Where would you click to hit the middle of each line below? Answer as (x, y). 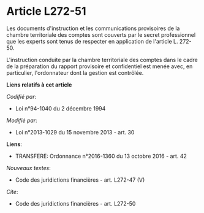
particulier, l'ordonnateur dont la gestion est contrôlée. (75, 72)
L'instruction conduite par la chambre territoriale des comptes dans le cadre (102, 60)
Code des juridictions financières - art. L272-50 (75, 203)
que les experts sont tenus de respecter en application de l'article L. (92, 41)
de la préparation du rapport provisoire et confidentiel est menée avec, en (100, 66)
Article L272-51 (47, 11)
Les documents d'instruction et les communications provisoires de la (93, 28)
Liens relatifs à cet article (39, 85)
